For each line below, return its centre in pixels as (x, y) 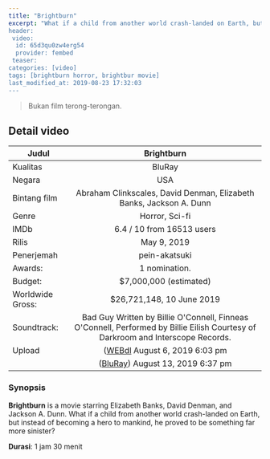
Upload (26, 351)
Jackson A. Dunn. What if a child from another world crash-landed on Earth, (134, 413)
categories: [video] (43, 68)
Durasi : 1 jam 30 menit (45, 446)
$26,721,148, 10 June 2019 (165, 299)
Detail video (39, 130)
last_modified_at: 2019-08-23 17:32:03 (75, 83)
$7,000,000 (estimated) (165, 282)
